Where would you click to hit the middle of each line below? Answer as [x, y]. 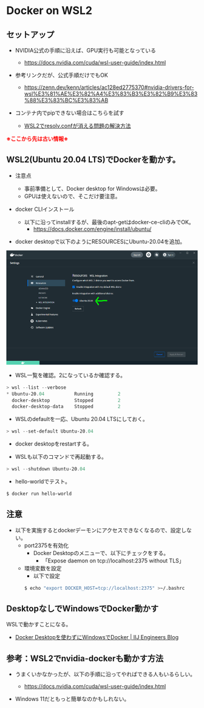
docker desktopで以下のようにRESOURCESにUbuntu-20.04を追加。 [100, 241]
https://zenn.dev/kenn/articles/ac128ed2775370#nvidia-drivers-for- [109, 87]
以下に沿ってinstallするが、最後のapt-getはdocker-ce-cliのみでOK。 [109, 222]
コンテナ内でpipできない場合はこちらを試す [70, 113]
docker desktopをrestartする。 [53, 444]
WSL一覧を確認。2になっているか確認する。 [70, 375]
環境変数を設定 [43, 568]
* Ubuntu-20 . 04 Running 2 [63, 394]
